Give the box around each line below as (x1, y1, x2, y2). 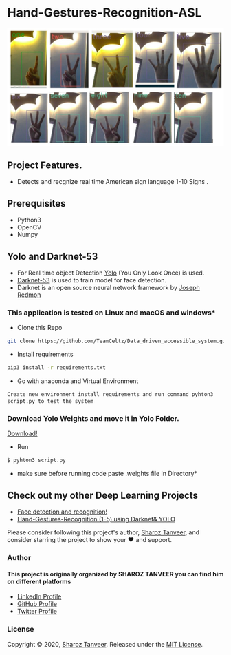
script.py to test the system (7, 398, 94, 405)
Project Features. (7, 160, 82, 171)
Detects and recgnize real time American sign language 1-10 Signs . (16, 178, 208, 186)
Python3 (16, 216, 41, 225)
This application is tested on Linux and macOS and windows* (7, 308, 216, 318)
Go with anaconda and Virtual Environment (16, 377, 139, 385)
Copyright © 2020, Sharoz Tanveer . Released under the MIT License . (7, 640, 203, 648)
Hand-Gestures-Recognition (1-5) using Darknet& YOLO (16, 515, 175, 523)
